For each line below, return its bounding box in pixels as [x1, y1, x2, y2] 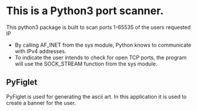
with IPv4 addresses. [14, 47, 66, 54]
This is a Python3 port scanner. [6, 4, 164, 18]
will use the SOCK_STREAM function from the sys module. [14, 60, 158, 67]
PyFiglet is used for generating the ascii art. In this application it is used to [6, 93, 187, 100]
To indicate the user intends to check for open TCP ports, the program [14, 54, 187, 61]
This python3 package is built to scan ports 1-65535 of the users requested [6, 24, 191, 31]
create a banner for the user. [6, 99, 76, 106]
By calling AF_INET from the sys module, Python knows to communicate [14, 41, 192, 48]
